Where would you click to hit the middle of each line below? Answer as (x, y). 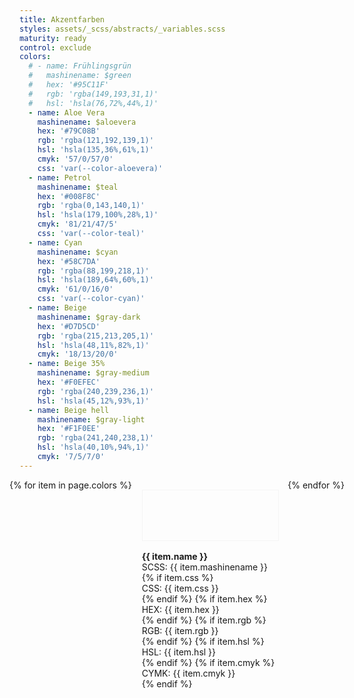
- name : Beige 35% (67, 364)
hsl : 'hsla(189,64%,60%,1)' (95, 280)
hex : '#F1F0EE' (69, 429)
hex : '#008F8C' (69, 196)
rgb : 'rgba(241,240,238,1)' (95, 438)
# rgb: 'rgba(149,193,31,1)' (93, 94)
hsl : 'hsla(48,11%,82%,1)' (93, 345)
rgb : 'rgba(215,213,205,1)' (95, 336)
